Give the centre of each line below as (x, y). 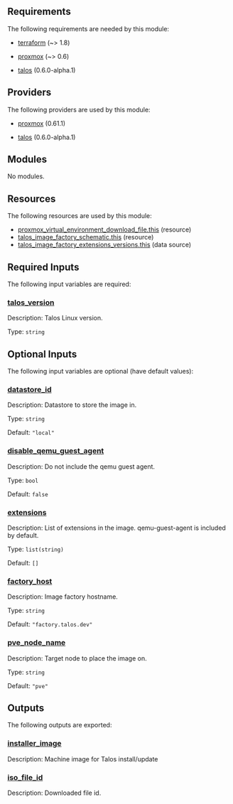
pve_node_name (37, 643)
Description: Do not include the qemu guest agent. (81, 466)
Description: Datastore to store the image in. (72, 405)
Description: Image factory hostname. (63, 597)
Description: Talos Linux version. (55, 318)
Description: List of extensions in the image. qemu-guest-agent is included (116, 528)
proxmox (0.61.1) (42, 123)
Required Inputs (43, 267)
